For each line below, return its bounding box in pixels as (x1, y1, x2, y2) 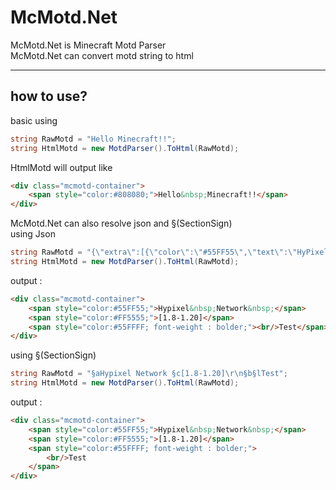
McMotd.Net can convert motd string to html (10, 49, 194, 61)
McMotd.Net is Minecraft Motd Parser (10, 39, 167, 51)
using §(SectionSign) (10, 349, 97, 361)
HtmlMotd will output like (10, 161, 113, 173)
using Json (10, 228, 56, 240)
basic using (10, 114, 58, 126)
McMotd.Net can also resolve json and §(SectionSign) (10, 217, 233, 230)
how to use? (10, 88, 88, 105)
